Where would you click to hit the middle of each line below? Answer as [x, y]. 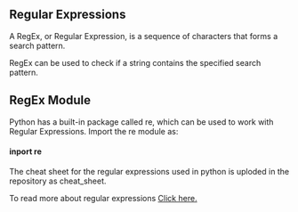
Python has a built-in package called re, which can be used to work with [141, 122]
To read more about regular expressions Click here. [103, 198]
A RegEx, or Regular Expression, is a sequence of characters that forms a [144, 36]
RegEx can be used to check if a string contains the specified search [135, 62]
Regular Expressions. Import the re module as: [94, 131]
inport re [26, 151]
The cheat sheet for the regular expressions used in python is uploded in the [149, 171]
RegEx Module [50, 100]
